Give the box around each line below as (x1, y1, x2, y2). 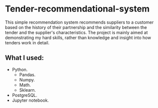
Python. (12, 67, 28, 72)
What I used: (5, 54, 44, 62)
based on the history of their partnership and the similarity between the (5, 24, 147, 30)
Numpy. (19, 77, 35, 82)
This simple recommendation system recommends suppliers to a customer (5, 19, 154, 25)
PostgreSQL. (12, 92, 38, 98)
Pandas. (19, 71, 36, 78)
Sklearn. (19, 87, 36, 93)
